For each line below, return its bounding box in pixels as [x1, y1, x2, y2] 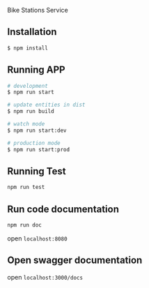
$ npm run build [7, 108, 54, 115]
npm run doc [7, 222, 42, 229]
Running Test [7, 165, 66, 177]
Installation [7, 26, 57, 38]
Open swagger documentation [7, 255, 143, 266]
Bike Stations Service [7, 6, 68, 14]
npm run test [7, 184, 45, 191]
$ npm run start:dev [7, 127, 68, 134]
